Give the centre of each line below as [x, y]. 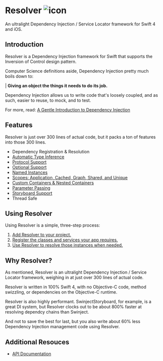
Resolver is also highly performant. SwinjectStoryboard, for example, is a [78, 302]
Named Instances [30, 172]
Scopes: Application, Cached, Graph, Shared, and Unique [70, 177]
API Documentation [31, 354]
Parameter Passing [31, 188]
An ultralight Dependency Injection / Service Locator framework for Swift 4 [80, 24]
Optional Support [29, 167]
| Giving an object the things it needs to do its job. [56, 85]
